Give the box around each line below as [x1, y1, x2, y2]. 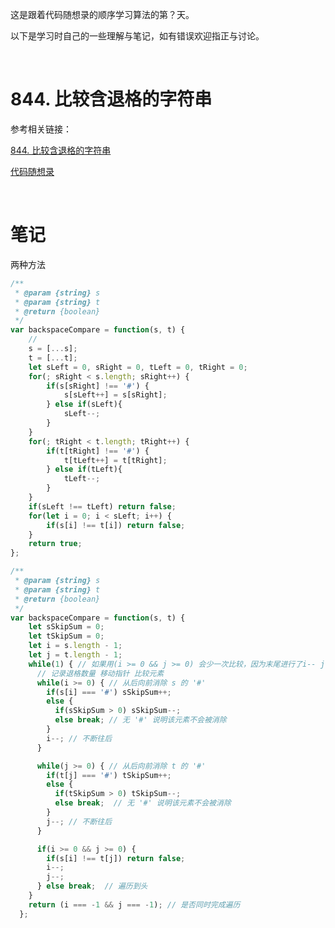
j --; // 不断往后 [46, 816, 113, 827]
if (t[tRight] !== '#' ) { [46, 446, 150, 456]
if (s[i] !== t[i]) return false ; [46, 520, 186, 530]
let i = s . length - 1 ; [28, 641, 123, 651]
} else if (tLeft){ [46, 464, 123, 475]
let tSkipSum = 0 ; [28, 631, 105, 642]
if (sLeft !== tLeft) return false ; [28, 501, 177, 512]
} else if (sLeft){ [46, 399, 123, 410]
